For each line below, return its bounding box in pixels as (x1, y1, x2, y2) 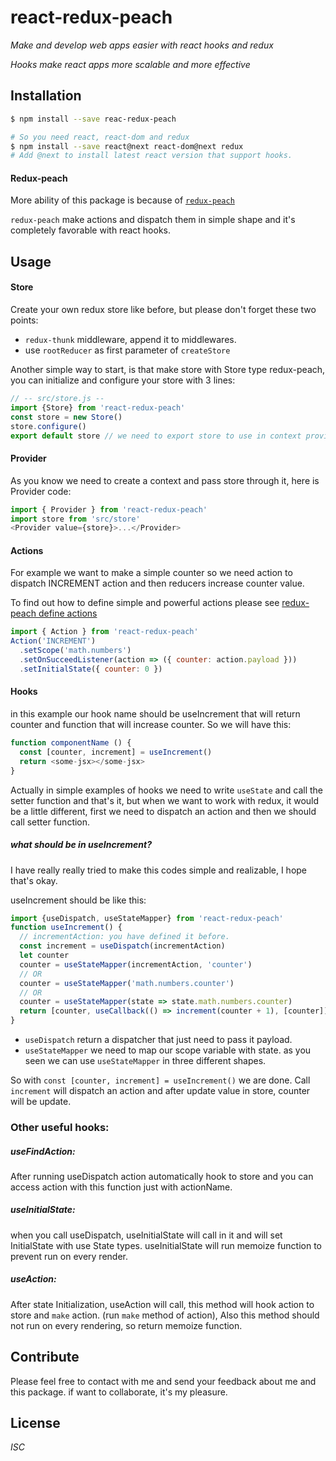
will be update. (10, 1096, 72, 1107)
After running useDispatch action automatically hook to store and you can (10, 1170, 314, 1182)
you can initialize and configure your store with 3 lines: (10, 374, 236, 386)
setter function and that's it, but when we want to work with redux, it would (10, 794, 320, 806)
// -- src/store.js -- (10, 394, 105, 404)
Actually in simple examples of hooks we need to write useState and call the (10, 784, 323, 796)
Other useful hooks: (10, 1120, 110, 1134)
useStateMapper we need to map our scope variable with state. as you (24, 1044, 312, 1056)
